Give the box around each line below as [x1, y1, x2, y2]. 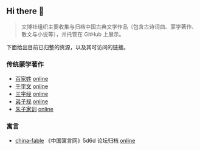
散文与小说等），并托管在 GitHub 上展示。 [21, 30, 125, 38]
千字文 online [15, 83, 49, 90]
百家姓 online [15, 75, 49, 83]
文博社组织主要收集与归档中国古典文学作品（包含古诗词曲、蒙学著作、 [21, 22, 198, 30]
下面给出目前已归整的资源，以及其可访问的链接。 [6, 43, 129, 50]
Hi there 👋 [6, 6, 44, 16]
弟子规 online [15, 98, 49, 105]
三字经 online [15, 90, 49, 98]
